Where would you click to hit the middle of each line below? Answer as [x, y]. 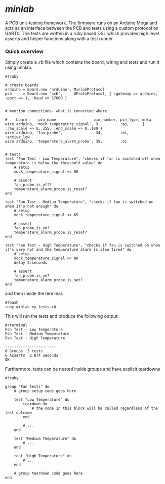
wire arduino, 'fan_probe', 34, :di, [67, 133]
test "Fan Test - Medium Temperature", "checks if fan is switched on [79, 202]
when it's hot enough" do [32, 206]
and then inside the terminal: [34, 293]
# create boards [22, 85]
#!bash [12, 303]
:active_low [17, 137]
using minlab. [19, 67]
